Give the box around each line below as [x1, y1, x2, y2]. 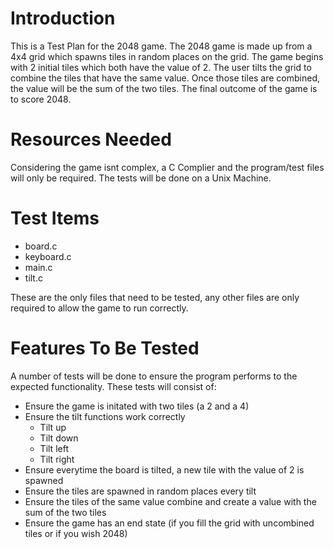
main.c [24, 261, 53, 273]
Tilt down [39, 432, 79, 444]
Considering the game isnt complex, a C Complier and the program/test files [10, 161, 325, 173]
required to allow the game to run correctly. [10, 302, 189, 314]
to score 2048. [10, 93, 72, 105]
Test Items [10, 207, 100, 230]
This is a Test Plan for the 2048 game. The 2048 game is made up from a [10, 40, 313, 52]
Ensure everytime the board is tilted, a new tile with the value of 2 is [24, 463, 305, 476]
